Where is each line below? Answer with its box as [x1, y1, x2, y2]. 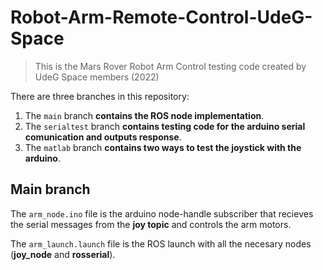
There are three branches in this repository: [10, 90, 190, 102]
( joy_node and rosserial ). [10, 248, 116, 260]
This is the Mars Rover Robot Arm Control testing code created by [34, 60, 307, 72]
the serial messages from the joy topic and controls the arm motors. [10, 218, 292, 230]
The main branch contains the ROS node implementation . [24, 109, 265, 121]
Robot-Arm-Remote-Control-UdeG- [10, 6, 313, 29]
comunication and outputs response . [24, 131, 182, 143]
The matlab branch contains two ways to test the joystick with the [24, 141, 302, 153]
